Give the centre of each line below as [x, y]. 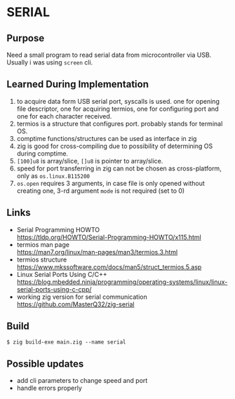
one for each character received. [64, 116]
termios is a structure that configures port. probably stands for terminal [120, 123]
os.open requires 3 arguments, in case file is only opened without [110, 183]
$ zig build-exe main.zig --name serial [67, 342]
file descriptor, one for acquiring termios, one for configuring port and [117, 109]
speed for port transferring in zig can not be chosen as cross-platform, [119, 168]
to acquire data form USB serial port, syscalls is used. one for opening [118, 101]
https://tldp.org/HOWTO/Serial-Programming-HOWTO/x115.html [109, 237]
